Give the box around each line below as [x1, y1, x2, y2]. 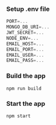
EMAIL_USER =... [6, 52, 45, 58]
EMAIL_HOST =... [6, 41, 45, 47]
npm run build [6, 85, 42, 91]
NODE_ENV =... [6, 35, 39, 41]
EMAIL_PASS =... [6, 58, 45, 64]
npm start [6, 113, 31, 119]
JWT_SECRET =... [6, 29, 45, 36]
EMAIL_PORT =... [6, 46, 45, 52]
